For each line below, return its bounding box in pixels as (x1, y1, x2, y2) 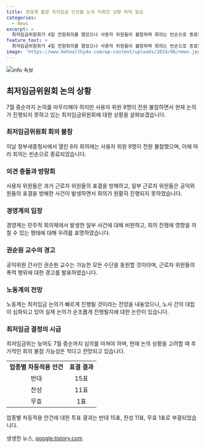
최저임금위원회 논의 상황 (6, 86, 92, 97)
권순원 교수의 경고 (6, 246, 56, 254)
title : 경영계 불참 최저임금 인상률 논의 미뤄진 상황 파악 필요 (6, 9, 144, 15)
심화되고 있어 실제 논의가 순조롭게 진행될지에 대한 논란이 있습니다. (12, 308, 169, 315)
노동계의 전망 (6, 285, 43, 294)
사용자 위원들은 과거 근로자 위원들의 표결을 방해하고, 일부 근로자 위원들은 (6, 182, 179, 189)
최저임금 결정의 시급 (6, 325, 62, 333)
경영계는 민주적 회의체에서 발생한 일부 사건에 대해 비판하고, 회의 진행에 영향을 (6, 221, 190, 229)
